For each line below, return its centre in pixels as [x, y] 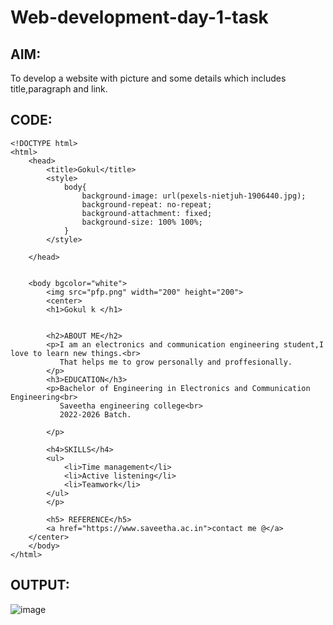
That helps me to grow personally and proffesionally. [176, 362]
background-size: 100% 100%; [142, 222]
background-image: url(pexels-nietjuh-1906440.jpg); [194, 196]
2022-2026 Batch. [95, 414]
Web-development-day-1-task [139, 17]
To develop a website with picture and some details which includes [148, 78]
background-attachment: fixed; [147, 213]
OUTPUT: [40, 585]
